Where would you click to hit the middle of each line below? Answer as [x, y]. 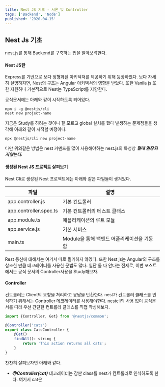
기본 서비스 [75, 229]
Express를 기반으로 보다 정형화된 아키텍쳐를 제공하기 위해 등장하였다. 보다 [76, 77]
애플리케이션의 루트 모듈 [89, 220]
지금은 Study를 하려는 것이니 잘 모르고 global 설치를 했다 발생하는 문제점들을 [79, 123]
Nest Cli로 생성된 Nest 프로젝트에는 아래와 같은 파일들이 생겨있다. [68, 178]
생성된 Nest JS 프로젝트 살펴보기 [37, 167]
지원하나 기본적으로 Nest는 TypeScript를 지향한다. [59, 89]
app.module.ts [24, 220]
